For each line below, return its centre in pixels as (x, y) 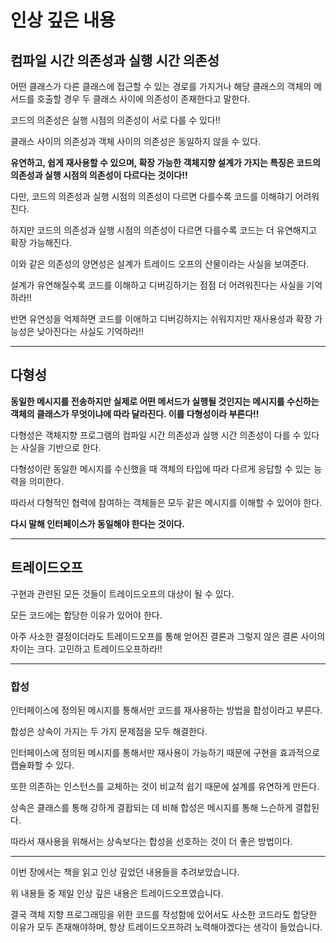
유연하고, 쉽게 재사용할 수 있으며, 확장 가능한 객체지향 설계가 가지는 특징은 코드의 (165, 162)
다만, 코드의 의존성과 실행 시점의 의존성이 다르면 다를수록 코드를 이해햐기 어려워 (165, 196)
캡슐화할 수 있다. (42, 765)
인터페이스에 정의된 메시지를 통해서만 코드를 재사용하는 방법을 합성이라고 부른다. (166, 710)
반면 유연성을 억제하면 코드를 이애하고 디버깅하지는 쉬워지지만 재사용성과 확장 (161, 319)
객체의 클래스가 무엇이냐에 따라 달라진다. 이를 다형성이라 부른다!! (135, 413)
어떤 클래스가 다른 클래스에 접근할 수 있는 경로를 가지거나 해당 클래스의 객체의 (161, 86)
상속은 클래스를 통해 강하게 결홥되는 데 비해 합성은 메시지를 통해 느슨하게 (151, 807)
